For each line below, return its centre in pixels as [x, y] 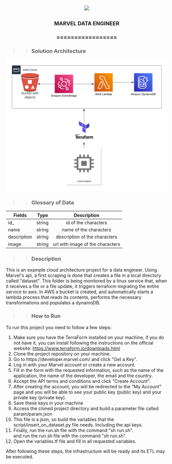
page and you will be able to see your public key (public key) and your [87, 392]
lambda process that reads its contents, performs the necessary [74, 297]
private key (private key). [40, 397]
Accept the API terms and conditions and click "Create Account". [82, 381]
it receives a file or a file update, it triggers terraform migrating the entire [82, 287]
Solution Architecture [59, 51]
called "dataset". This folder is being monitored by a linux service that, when [87, 281]
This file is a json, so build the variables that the [64, 419]
